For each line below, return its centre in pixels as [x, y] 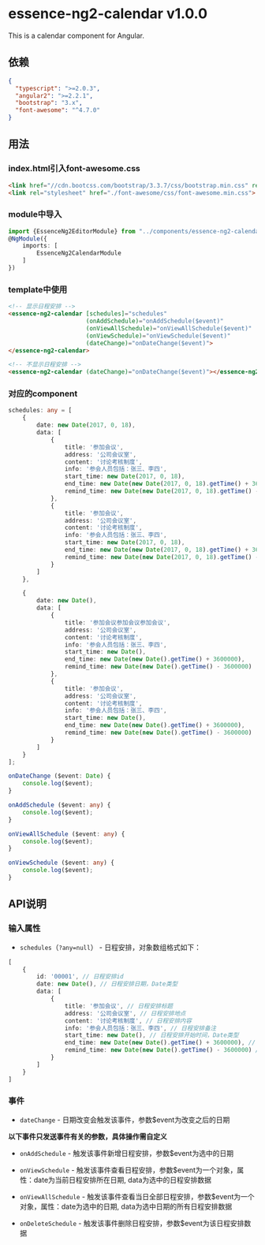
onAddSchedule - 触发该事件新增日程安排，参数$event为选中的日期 [127, 1153]
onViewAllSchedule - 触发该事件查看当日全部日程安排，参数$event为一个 [137, 1196]
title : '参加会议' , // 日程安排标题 [119, 1006]
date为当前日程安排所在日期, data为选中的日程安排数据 [122, 1180]
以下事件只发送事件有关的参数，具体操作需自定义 [88, 1136]
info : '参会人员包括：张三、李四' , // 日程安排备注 [140, 1028]
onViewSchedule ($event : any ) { [61, 863]
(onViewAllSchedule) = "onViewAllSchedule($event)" [169, 328]
